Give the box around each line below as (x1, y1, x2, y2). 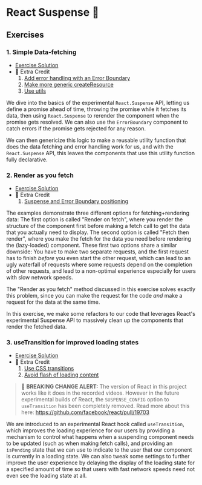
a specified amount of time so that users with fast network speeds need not (6, 466, 195, 473)
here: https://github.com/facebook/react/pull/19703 (21, 409, 150, 416)
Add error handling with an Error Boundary (24, 74, 131, 81)
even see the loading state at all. (6, 472, 87, 480)
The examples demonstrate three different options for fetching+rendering (6, 209, 189, 217)
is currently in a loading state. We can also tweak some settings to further (6, 453, 190, 460)
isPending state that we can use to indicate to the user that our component (6, 446, 192, 453)
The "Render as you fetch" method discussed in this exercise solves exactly (6, 286, 195, 293)
